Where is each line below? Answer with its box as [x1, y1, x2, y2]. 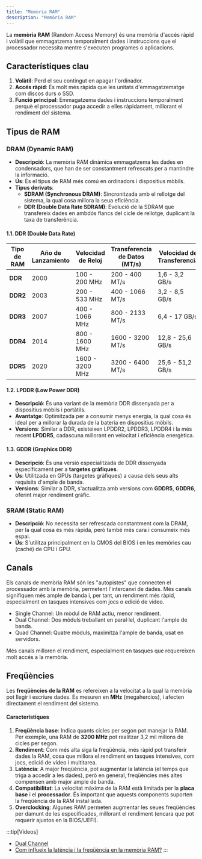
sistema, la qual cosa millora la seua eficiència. [23, 197, 140, 204]
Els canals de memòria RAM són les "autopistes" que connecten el [6, 579, 171, 586]
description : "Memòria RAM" [6, 14, 77, 20]
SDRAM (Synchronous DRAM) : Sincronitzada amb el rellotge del [23, 190, 185, 198]
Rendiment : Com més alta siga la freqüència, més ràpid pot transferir [14, 746, 188, 753]
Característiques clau [6, 61, 89, 71]
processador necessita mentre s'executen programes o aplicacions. [6, 43, 174, 51]
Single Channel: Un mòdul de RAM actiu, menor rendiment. [14, 610, 161, 617]
